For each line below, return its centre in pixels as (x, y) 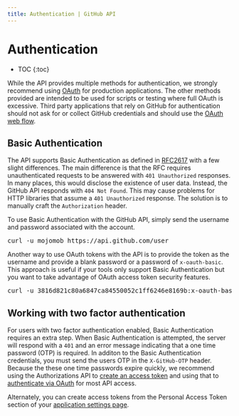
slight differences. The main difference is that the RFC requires (99, 168)
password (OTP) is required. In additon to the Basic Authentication (104, 353)
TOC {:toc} (33, 69)
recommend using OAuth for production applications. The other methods (114, 91)
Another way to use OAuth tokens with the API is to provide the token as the (118, 255)
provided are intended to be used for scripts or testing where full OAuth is (116, 98)
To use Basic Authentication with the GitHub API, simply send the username (118, 220)
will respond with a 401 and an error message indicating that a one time (112, 345)
